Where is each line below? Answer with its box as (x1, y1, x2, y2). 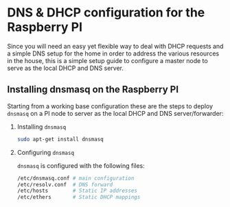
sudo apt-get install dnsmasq (16, 136, 104, 143)
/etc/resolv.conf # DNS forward (16, 181, 113, 188)
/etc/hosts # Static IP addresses (16, 187, 138, 195)
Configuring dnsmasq (16, 148, 74, 156)
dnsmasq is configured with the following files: (16, 161, 146, 169)
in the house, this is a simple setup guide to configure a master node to (7, 56, 208, 64)
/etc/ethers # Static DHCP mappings (16, 194, 141, 201)
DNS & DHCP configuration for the (7, 5, 205, 21)
